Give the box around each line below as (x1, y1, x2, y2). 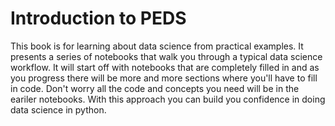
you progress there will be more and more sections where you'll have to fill (10, 72, 318, 84)
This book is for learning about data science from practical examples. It (10, 40, 304, 52)
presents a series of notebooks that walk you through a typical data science (10, 50, 323, 62)
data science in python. (10, 103, 107, 116)
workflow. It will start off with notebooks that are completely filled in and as (10, 61, 320, 73)
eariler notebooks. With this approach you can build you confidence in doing (10, 93, 326, 105)
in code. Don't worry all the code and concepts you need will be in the (10, 82, 300, 94)
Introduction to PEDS (10, 7, 187, 30)
